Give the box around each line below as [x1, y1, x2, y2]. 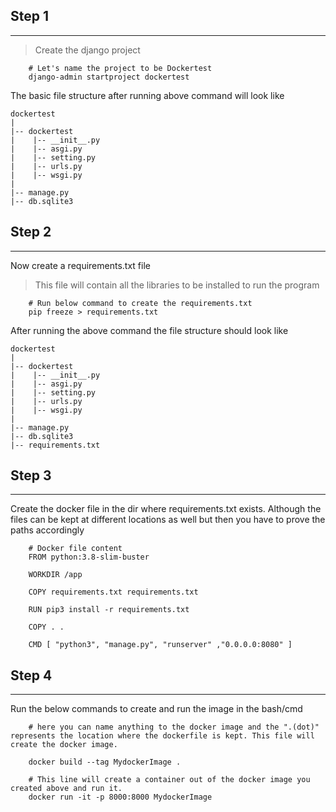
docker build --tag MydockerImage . [28, 757, 182, 768]
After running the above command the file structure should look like [10, 324, 289, 336]
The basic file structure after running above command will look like [10, 89, 285, 101]
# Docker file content [28, 544, 123, 554]
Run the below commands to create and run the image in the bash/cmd [10, 703, 303, 715]
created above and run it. [10, 784, 123, 794]
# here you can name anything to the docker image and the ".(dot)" [28, 722, 320, 733]
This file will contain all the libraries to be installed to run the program [34, 279, 320, 291]
